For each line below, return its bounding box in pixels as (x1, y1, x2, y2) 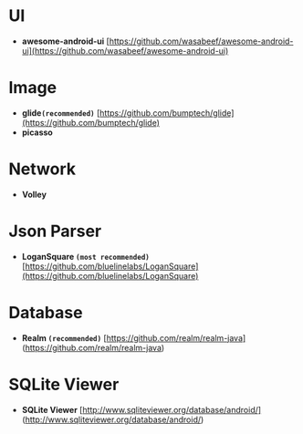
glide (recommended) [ (21, 107, 100, 119)
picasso (21, 127, 54, 138)
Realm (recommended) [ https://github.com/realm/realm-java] (21, 332, 246, 343)
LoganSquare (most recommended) (21, 251, 150, 262)
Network (8, 159, 77, 180)
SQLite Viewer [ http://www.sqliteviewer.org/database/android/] (21, 404, 262, 415)
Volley (21, 189, 47, 200)
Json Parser (8, 221, 102, 242)
